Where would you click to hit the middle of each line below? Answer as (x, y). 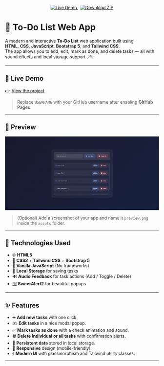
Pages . (24, 107)
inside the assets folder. (41, 223)
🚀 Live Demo (24, 79)
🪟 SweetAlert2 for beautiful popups (49, 283)
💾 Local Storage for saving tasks (45, 271)
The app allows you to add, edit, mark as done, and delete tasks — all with (80, 51)
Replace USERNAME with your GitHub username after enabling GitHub (85, 102)
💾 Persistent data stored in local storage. (53, 343)
